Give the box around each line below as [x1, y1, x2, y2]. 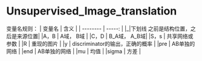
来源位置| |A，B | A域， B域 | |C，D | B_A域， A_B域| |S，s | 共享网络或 [16, 32, 194, 40]
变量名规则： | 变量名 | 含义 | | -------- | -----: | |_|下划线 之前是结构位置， [6, 25, 191, 32]
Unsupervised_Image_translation [6, 4, 177, 18]
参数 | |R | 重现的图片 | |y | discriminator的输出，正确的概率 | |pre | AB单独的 [6, 40, 195, 47]
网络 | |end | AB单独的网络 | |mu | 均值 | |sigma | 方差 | [6, 47, 141, 55]
